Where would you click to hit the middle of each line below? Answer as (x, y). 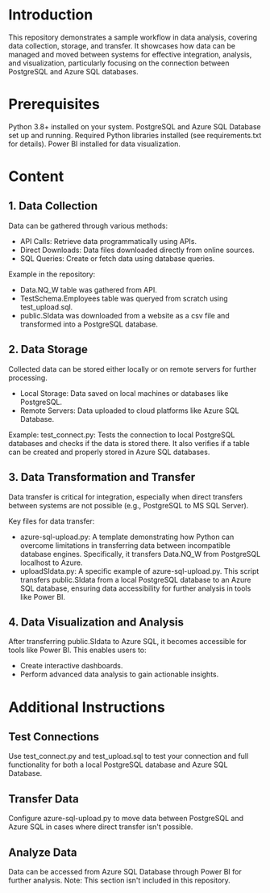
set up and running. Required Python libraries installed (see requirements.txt (135, 135)
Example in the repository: (52, 274)
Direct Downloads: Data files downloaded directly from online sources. (137, 250)
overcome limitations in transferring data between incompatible (125, 545)
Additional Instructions (87, 707)
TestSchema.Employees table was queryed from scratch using (124, 298)
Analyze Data (43, 852)
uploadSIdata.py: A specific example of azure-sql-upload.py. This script (139, 571)
